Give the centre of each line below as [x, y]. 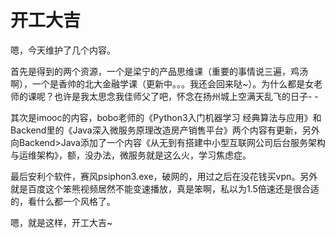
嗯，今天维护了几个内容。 [63, 50]
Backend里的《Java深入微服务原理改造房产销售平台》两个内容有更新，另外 [165, 130]
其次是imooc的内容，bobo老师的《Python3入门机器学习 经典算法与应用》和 [166, 117]
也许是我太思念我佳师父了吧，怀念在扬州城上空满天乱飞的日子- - [186, 96]
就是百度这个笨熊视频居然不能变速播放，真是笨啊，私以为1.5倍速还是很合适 [165, 188]
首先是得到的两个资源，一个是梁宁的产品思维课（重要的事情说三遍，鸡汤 [159, 71]
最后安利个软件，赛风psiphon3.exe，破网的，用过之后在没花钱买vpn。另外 [164, 176]
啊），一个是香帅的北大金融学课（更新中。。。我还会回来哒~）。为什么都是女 [162, 83]
